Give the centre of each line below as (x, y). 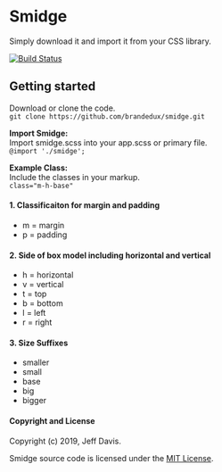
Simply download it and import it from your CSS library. (110, 41)
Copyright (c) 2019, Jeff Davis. (66, 441)
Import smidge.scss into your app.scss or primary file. (108, 142)
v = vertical (43, 285)
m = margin (43, 225)
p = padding (45, 235)
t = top (34, 294)
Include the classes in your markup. (75, 177)
